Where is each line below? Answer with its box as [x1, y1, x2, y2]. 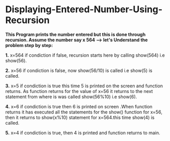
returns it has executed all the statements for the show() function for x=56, [5, 109, 163, 115]
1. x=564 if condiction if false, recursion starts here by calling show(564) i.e [5, 52, 165, 58]
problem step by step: [5, 42, 53, 48]
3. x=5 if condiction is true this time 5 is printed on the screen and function [5, 83, 163, 89]
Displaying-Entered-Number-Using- [5, 4, 163, 15]
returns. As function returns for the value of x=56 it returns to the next [5, 88, 153, 94]
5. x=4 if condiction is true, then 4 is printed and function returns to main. [5, 129, 160, 136]
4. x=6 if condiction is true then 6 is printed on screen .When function [5, 103, 153, 109]
